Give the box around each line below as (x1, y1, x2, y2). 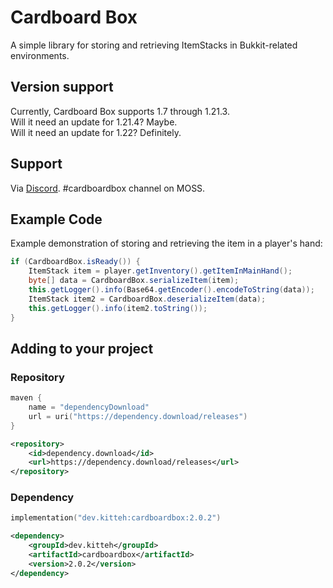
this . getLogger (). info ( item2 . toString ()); (28, 303, 208, 313)
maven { (10, 393, 43, 403)
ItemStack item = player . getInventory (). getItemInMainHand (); (28, 266, 293, 276)
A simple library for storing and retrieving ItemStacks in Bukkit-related (10, 39, 298, 51)
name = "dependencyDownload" (28, 402, 150, 413)
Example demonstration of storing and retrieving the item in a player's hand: (10, 237, 323, 250)
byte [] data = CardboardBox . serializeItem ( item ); (28, 276, 240, 286)
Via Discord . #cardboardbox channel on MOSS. (10, 182, 206, 194)
